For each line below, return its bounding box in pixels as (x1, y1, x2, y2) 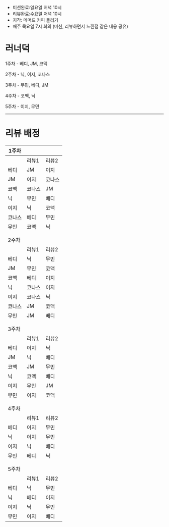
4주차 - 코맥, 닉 (5, 92, 36, 98)
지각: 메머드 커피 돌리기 (12, 17, 59, 23)
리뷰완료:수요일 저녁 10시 (12, 11, 62, 17)
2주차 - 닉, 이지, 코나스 (5, 71, 50, 77)
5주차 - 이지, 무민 (5, 103, 39, 110)
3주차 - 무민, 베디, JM (5, 82, 49, 88)
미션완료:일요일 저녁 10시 (12, 5, 62, 10)
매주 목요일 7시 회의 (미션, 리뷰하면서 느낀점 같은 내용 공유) (12, 23, 128, 29)
